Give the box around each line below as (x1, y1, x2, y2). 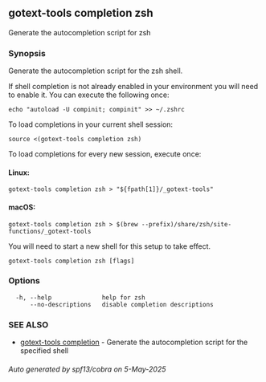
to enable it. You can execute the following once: (8, 90, 170, 100)
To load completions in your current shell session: (8, 120, 174, 129)
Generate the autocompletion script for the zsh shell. (8, 66, 183, 75)
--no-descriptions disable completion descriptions (29, 300, 215, 308)
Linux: (8, 168, 30, 177)
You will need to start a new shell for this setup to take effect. (8, 241, 211, 251)
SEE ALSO (8, 319, 49, 330)
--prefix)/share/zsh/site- (141, 220, 231, 228)
